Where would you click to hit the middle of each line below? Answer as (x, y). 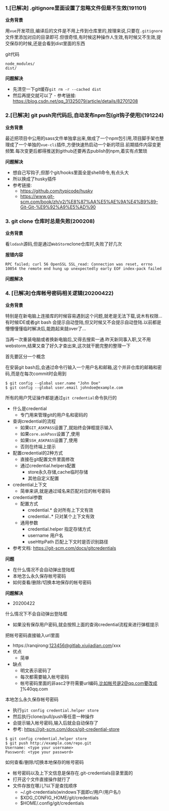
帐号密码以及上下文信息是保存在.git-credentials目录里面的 (73, 773)
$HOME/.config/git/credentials (52, 803)
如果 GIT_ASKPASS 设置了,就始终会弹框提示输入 (67, 428)
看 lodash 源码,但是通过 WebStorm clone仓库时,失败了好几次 (64, 244)
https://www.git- (37, 196)
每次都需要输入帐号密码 (45, 677)
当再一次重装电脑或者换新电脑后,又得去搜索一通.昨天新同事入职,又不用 (78, 340)
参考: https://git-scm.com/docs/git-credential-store (66, 729)
